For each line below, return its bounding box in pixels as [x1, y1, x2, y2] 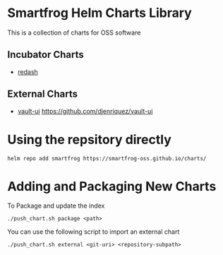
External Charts [7, 88, 78, 100]
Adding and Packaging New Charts [7, 178, 217, 194]
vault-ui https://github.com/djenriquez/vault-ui [17, 107, 153, 115]
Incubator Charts [7, 49, 84, 61]
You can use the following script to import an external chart [7, 227, 180, 236]
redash [17, 67, 39, 76]
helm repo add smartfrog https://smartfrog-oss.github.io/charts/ [7, 155, 207, 162]
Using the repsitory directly [7, 131, 171, 148]
